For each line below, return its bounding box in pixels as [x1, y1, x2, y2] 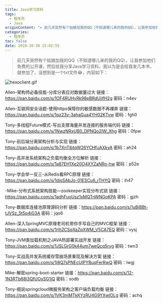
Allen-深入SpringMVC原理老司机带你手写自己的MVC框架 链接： [5, 220, 132, 226]
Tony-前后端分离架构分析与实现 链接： [5, 138, 82, 144]
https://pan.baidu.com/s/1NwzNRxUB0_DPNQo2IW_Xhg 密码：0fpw [5, 128, 141, 134]
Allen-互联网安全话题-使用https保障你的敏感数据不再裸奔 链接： [5, 106, 132, 111]
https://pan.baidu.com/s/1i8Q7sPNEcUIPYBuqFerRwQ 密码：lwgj [5, 259, 135, 265]
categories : [5, 30, 29, 35]
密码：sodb [56, 276, 79, 282]
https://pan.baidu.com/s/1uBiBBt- [81, 204, 148, 210]
